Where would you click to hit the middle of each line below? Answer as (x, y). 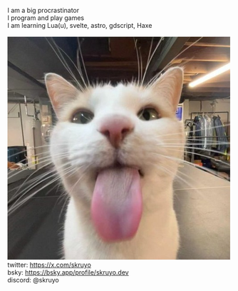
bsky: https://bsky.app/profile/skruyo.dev (68, 272)
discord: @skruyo (33, 280)
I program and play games (46, 18)
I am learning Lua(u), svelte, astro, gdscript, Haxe (80, 25)
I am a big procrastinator (43, 10)
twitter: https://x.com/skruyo (49, 265)
